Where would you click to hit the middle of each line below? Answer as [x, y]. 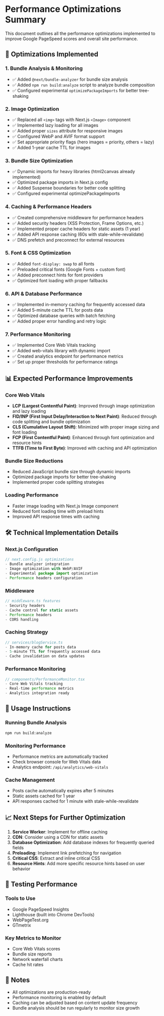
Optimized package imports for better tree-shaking [64, 477]
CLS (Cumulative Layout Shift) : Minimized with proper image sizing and [86, 427]
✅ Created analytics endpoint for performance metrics [68, 356]
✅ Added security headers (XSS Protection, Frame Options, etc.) [78, 223]
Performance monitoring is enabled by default [59, 997]
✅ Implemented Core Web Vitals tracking [54, 345]
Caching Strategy [27, 632]
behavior [21, 869]
